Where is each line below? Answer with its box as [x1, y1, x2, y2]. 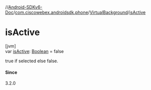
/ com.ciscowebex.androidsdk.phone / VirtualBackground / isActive [13, 9, 146, 15]
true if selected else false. [5, 58, 58, 64]
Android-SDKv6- [8, 4, 43, 10]
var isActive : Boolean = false [5, 48, 64, 54]
